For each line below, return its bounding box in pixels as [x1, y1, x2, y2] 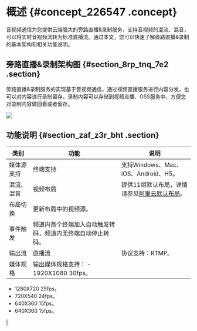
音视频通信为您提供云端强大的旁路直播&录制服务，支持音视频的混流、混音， [6, 26, 189, 33]
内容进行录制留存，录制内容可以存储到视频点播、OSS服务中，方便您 [21, 92, 186, 100]
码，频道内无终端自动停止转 [33, 229, 110, 237]
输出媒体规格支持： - [33, 260, 91, 268]
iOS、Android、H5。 [121, 169, 179, 177]
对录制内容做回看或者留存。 [6, 100, 73, 107]
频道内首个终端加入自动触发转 [33, 220, 116, 229]
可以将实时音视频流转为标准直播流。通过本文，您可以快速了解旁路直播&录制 [6, 33, 189, 40]
